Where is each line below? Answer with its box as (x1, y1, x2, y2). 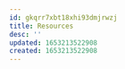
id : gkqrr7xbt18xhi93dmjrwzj (9, 13, 118, 22)
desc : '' (9, 30, 42, 39)
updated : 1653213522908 (9, 38, 98, 47)
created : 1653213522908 (9, 47, 98, 56)
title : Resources (9, 22, 74, 30)
